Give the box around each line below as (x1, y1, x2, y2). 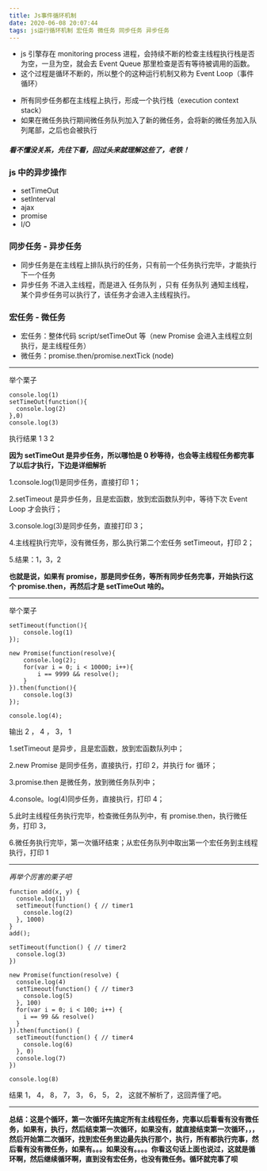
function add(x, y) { (9, 888, 81, 896)
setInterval (20, 194, 56, 203)
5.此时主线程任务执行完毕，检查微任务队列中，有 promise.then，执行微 (9, 811, 241, 821)
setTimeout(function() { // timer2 (9, 943, 127, 952)
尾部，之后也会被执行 (27, 125, 97, 135)
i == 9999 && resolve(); (37, 670, 120, 678)
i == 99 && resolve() (23, 1013, 94, 1021)
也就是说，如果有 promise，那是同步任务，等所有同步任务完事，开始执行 (9, 572, 246, 582)
